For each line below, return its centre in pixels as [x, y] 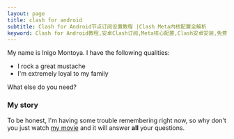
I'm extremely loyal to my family [63, 74]
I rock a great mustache [51, 66]
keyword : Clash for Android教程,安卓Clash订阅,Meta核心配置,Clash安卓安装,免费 [117, 33]
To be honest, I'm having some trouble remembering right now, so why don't [117, 120]
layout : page [26, 14]
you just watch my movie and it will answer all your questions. [96, 128]
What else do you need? [42, 87]
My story [23, 105]
